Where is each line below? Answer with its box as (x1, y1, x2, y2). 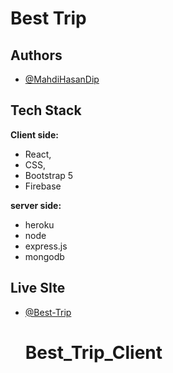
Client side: (10, 128, 59, 141)
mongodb (24, 250, 65, 262)
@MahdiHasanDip (24, 73, 100, 85)
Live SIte (10, 280, 66, 297)
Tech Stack (10, 102, 82, 119)
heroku (24, 218, 55, 231)
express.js (24, 240, 68, 252)
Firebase (24, 180, 62, 192)
